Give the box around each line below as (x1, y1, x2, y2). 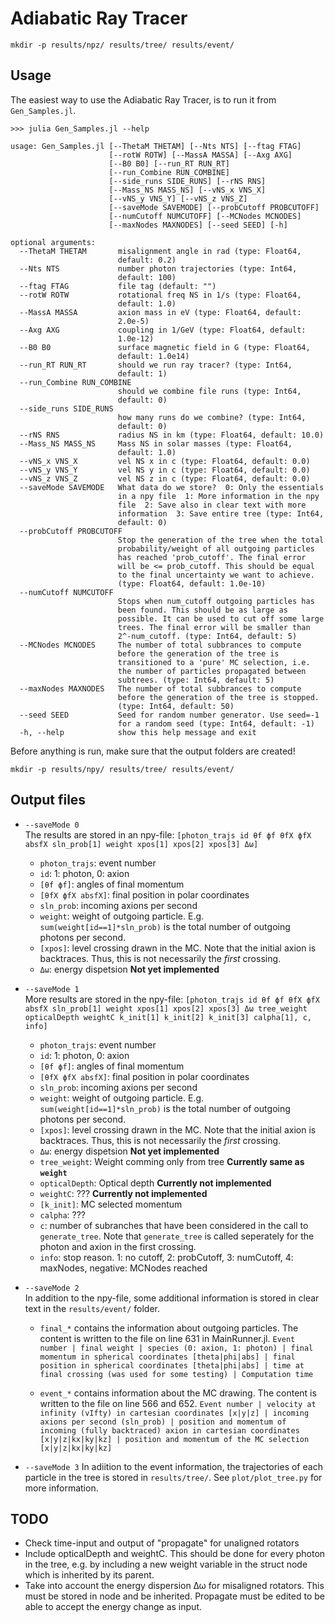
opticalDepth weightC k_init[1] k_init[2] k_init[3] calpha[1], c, (24, 1012, 312, 1022)
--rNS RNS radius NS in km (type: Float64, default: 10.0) (19, 430, 325, 440)
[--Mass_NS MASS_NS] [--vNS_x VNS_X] (108, 185, 267, 195)
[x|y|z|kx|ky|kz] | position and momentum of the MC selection (39, 1434, 310, 1444)
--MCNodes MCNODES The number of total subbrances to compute (19, 640, 302, 650)
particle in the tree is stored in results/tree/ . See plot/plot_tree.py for (24, 1471, 323, 1483)
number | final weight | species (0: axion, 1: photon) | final (39, 1343, 314, 1353)
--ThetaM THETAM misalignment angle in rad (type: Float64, (19, 246, 302, 256)
